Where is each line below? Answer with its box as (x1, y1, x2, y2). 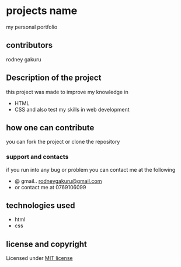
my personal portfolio (6, 23, 58, 30)
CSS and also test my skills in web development (14, 106, 130, 113)
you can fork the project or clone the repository (6, 138, 120, 145)
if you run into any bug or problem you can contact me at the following (6, 166, 176, 173)
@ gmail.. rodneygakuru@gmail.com (14, 177, 102, 185)
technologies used (6, 200, 75, 211)
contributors (6, 40, 53, 50)
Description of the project (6, 73, 102, 83)
